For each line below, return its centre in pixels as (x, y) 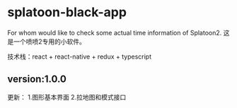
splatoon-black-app (67, 12)
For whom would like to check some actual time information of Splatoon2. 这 (118, 32)
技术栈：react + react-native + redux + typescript (80, 56)
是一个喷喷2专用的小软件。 (47, 41)
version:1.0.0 (37, 79)
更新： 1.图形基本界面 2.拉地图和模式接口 (67, 97)
